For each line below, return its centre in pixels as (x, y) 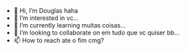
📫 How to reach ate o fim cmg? (59, 40)
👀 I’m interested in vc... (46, 18)
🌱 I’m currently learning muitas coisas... (70, 25)
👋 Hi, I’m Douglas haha (46, 11)
